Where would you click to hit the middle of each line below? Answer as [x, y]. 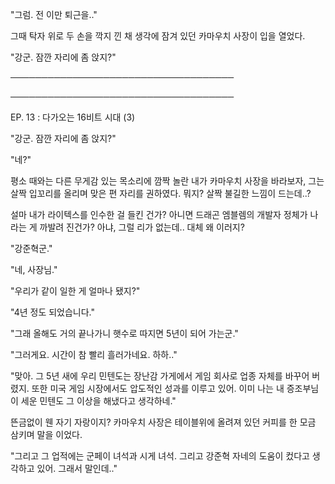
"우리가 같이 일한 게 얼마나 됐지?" [75, 291]
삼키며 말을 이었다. [46, 434]
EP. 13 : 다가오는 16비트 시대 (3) [73, 117]
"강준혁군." [31, 248]
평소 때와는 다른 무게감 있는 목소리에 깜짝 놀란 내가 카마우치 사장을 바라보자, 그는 [167, 181]
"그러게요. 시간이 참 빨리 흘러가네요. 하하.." [94, 354]
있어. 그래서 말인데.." [77, 468]
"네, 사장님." [34, 269]
